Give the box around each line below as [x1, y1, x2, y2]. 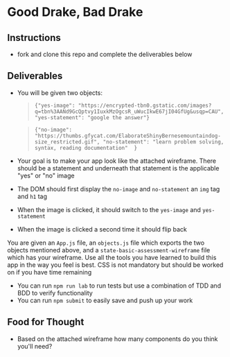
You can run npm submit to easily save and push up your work [17, 296, 193, 304]
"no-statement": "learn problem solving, [103, 138, 224, 146]
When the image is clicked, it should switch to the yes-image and [17, 205, 201, 214]
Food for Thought [7, 316, 85, 328]
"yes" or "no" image [17, 171, 75, 180]
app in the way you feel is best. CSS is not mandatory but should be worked [7, 261, 224, 269]
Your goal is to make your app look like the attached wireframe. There [17, 157, 217, 165]
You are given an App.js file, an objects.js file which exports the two [7, 238, 205, 247]
